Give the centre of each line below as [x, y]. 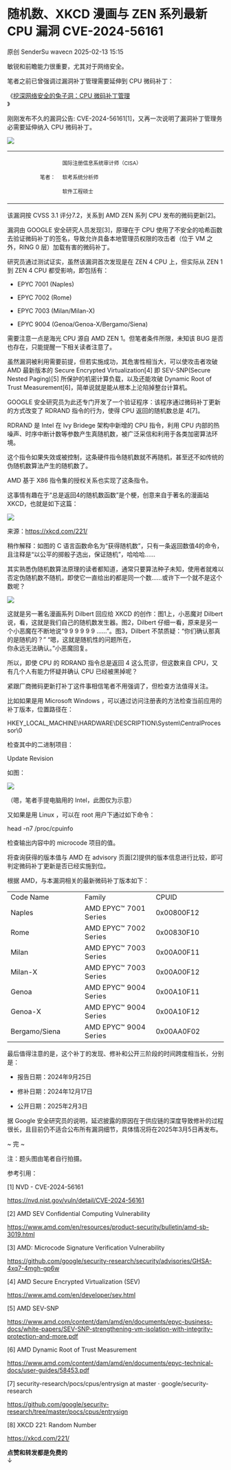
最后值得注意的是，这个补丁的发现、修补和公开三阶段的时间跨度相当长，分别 [115, 1053]
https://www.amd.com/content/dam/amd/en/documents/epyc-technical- [110, 1363]
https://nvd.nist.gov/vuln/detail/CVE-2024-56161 [76, 1200]
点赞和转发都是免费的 [37, 1452]
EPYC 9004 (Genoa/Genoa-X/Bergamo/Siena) [82, 324]
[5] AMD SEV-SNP [33, 1308]
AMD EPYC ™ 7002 [115, 928]
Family [96, 897]
